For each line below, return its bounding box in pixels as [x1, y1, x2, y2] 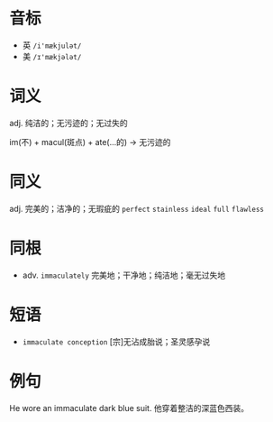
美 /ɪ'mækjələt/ [22, 50, 82, 61]
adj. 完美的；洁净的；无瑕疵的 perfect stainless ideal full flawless [9, 203, 264, 214]
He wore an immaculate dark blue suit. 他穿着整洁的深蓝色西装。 [9, 402, 250, 413]
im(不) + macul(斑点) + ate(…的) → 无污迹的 [9, 136, 171, 147]
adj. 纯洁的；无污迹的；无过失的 [9, 117, 128, 128]
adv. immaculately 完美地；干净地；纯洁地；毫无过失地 [22, 270, 226, 280]
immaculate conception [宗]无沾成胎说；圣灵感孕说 [22, 335, 211, 347]
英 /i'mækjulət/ [22, 40, 82, 50]
